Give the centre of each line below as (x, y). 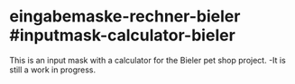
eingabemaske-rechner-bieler (125, 17)
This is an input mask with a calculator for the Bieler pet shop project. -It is (147, 60)
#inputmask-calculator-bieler (123, 35)
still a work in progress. (53, 70)
